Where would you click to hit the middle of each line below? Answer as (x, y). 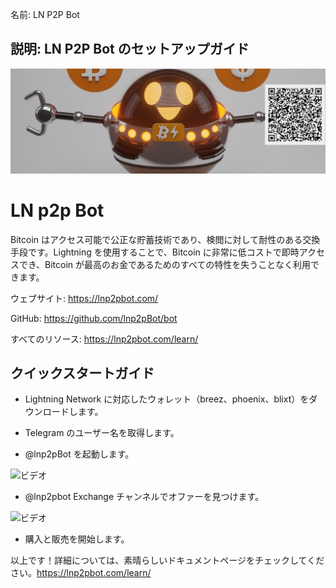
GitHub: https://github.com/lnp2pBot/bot (94, 318)
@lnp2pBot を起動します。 (79, 454)
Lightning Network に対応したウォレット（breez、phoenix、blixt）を (167, 399)
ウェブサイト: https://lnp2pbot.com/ (84, 298)
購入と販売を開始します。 (77, 539)
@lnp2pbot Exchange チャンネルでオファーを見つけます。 (144, 497)
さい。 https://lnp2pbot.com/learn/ (81, 573)
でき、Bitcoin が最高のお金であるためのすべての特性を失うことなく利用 (164, 264)
